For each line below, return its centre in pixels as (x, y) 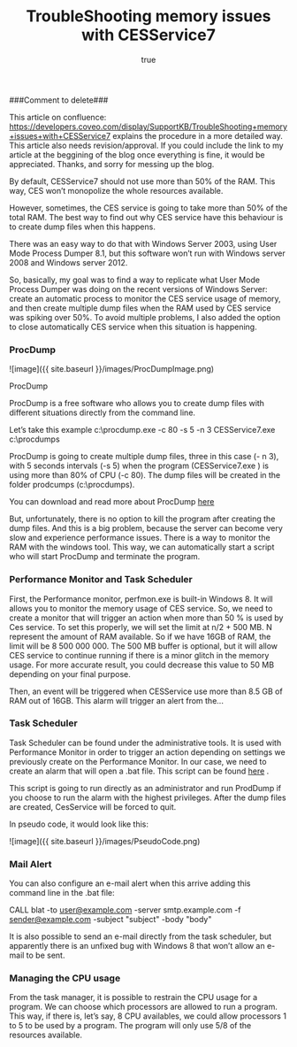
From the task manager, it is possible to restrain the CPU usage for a (133, 997)
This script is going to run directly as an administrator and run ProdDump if (145, 788)
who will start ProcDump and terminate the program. (105, 557)
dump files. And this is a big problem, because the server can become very (146, 528)
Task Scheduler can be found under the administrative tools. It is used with (145, 743)
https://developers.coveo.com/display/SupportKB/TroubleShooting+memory (148, 127)
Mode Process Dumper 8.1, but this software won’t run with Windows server (147, 253)
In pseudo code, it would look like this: (79, 824)
